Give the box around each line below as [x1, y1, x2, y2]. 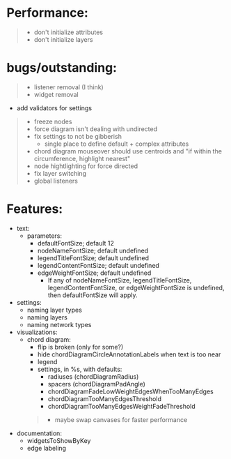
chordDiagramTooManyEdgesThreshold [47, 394, 161, 402]
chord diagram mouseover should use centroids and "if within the [33, 146, 222, 155]
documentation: [16, 429, 62, 437]
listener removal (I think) [33, 82, 104, 91]
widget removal [33, 90, 79, 98]
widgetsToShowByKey [26, 436, 91, 444]
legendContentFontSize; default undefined [37, 261, 159, 269]
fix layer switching [33, 169, 86, 177]
